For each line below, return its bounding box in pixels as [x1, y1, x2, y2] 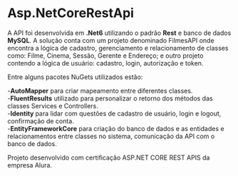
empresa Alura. [7, 160, 52, 169]
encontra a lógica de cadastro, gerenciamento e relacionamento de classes [7, 43, 229, 52]
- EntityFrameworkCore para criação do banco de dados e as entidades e [7, 124, 224, 133]
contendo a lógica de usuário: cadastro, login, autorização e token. [7, 58, 204, 67]
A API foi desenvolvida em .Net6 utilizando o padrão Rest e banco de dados [7, 29, 232, 37]
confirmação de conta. [7, 116, 75, 125]
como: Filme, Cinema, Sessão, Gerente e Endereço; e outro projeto [7, 51, 204, 60]
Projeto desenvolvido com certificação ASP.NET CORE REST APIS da [7, 153, 210, 162]
